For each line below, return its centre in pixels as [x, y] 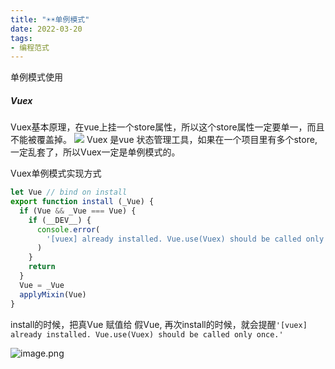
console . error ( [68, 229]
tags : [21, 38]
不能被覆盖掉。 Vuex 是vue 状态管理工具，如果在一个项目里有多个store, [164, 140]
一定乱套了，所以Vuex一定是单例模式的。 [95, 152]
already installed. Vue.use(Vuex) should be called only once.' [147, 334]
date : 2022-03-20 [46, 29]
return [42, 267]
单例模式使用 [36, 77]
